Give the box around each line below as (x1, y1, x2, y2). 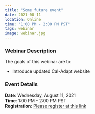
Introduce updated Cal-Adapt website (12, 68, 90, 74)
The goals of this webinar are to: (5, 59, 72, 65)
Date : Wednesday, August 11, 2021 (5, 92, 76, 98)
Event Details (5, 81, 38, 88)
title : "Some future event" (5, 7, 64, 13)
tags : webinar (5, 26, 35, 31)
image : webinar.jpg (5, 31, 46, 36)
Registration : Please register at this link (5, 103, 86, 109)
